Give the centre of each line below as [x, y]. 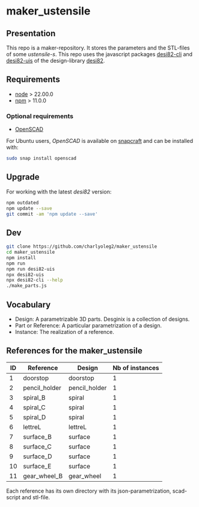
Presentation [31, 33]
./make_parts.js [26, 286]
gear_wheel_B [43, 476]
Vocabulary [29, 305]
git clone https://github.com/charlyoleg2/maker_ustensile [82, 247]
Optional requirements [40, 116]
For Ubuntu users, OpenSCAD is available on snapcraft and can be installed [100, 141]
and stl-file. [36, 497]
